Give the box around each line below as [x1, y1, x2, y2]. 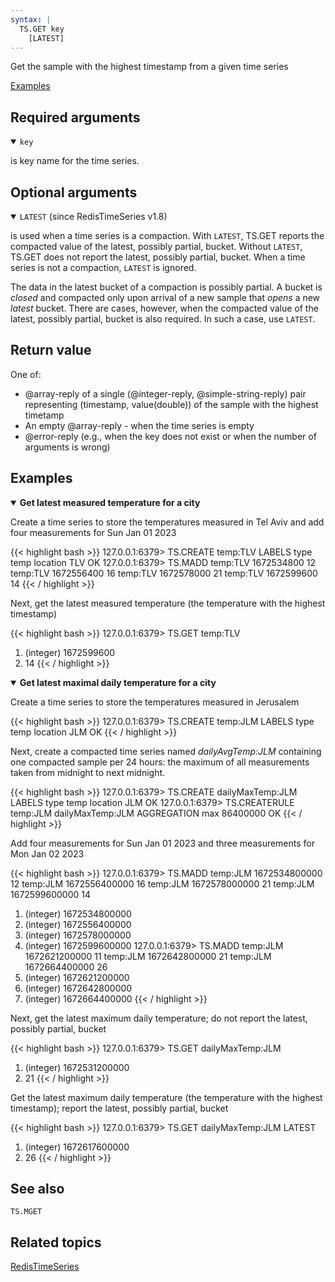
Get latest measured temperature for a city [19, 496, 201, 508]
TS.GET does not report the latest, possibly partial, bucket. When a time [10, 251, 306, 263]
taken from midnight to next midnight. [10, 766, 166, 778]
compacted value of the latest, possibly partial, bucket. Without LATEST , [10, 241, 303, 252]
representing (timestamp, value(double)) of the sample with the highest [24, 398, 319, 410]
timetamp [24, 409, 65, 421]
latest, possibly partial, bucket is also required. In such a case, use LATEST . [10, 313, 316, 325]
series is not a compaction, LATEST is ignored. [10, 262, 197, 273]
